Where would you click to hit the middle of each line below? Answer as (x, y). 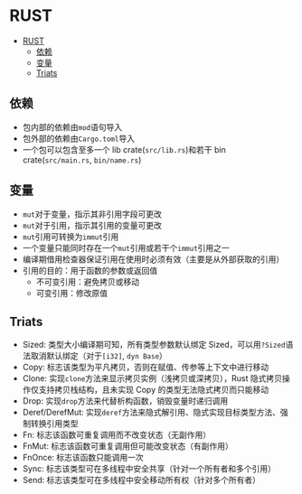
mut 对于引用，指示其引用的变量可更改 (92, 225)
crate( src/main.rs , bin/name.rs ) (82, 160)
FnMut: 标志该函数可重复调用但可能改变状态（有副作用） (127, 446)
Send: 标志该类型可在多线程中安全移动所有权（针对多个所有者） (141, 480)
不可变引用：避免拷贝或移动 (88, 282)
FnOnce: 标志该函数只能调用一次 (83, 458)
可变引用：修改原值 (72, 293)
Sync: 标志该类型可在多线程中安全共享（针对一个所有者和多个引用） (149, 469)
